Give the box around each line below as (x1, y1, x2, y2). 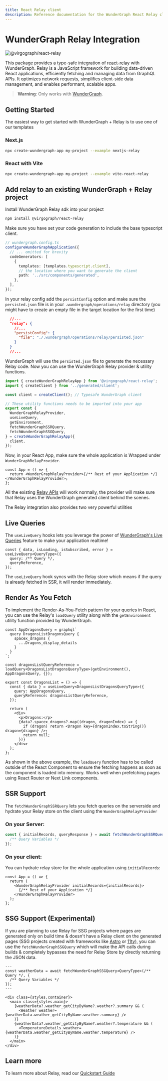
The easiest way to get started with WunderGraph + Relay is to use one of (5, 119, 157, 125)
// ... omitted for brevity (9, 249, 68, 255)
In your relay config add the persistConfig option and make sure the (5, 296, 146, 302)
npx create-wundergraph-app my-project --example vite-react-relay (5, 171, 149, 176)
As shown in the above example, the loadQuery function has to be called (5, 759, 153, 765)
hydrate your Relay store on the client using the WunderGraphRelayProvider (5, 808, 157, 814)
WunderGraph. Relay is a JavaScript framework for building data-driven (5, 65, 153, 71)
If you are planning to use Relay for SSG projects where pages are (5, 927, 141, 933)
